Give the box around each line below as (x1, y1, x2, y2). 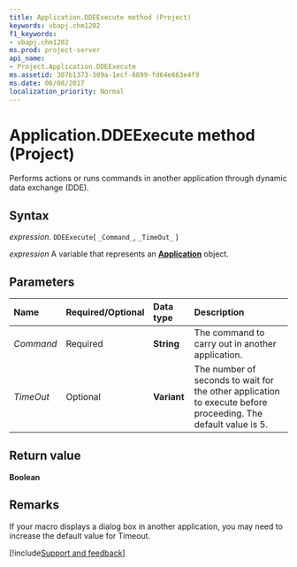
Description (194, 306, 245, 318)
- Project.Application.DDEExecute (9, 63, 137, 72)
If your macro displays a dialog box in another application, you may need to (9, 521, 283, 532)
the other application (194, 386, 280, 398)
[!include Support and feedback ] (9, 548, 126, 558)
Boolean (9, 471, 41, 482)
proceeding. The (194, 408, 263, 420)
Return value (9, 448, 81, 464)
